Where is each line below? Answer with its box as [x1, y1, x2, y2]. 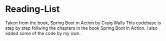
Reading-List [5, 3, 60, 15]
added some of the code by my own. [5, 30, 81, 36]
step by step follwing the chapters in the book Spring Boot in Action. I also [5, 25, 158, 31]
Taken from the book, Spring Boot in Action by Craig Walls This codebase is [5, 20, 161, 26]
